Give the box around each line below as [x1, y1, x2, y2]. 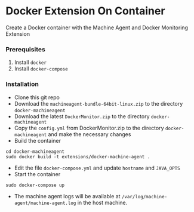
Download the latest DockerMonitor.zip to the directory [14, 112, 150, 120]
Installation [5, 80, 39, 88]
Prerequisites [5, 45, 45, 53]
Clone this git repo [14, 94, 60, 101]
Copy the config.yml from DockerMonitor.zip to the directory [14, 124, 165, 131]
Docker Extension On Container [5, 4, 165, 18]
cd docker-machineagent [5, 148, 65, 155]
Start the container [14, 170, 61, 177]
